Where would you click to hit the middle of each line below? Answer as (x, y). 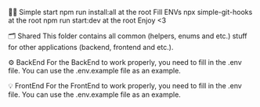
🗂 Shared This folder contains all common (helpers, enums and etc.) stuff (128, 36)
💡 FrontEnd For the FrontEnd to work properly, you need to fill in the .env (125, 86)
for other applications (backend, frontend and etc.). (91, 47)
